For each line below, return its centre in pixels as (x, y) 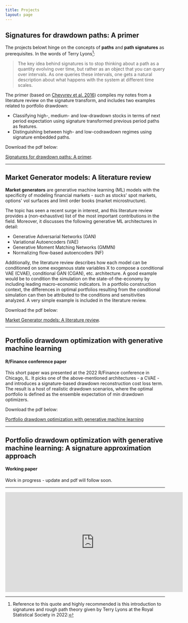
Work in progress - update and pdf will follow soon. (59, 480)
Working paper (22, 469)
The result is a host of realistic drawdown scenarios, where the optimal (79, 389)
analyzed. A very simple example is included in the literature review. (76, 300)
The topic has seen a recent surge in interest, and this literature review (79, 210)
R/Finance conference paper (36, 362)
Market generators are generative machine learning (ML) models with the (82, 190)
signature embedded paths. (42, 137)
